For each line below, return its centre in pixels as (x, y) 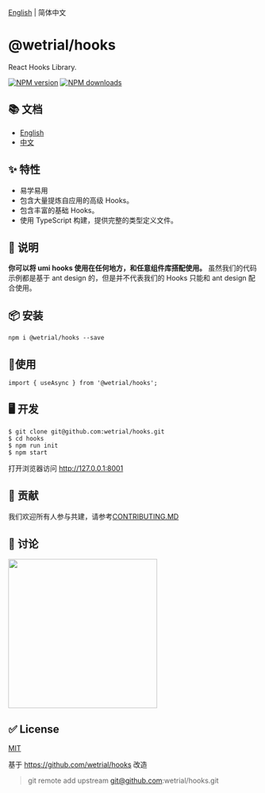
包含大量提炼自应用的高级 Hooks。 (77, 200)
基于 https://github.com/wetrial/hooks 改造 (78, 765)
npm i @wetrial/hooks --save (56, 338)
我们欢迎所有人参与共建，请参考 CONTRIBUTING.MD (94, 516)
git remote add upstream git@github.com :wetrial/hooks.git (123, 781)
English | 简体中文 (37, 12)
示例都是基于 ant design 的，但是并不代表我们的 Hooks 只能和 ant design (127, 278)
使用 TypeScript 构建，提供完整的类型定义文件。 (99, 220)
